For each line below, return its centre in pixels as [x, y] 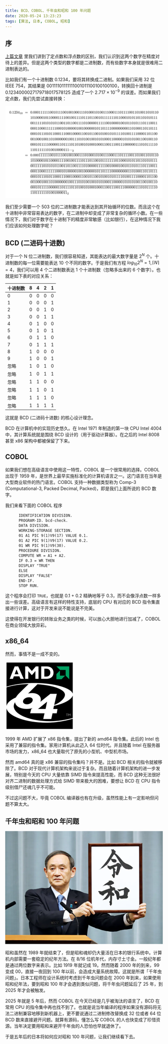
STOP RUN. [28, 586]
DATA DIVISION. [34, 526]
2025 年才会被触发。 [27, 990]
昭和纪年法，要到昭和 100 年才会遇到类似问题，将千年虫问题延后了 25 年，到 [84, 984]
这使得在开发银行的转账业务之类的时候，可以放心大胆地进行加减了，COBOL [83, 619]
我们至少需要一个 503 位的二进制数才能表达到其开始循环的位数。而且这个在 [83, 207]
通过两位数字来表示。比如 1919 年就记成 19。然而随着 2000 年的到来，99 [84, 965]
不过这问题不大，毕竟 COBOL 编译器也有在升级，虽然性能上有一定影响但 [80, 798]
